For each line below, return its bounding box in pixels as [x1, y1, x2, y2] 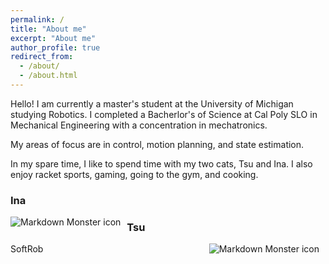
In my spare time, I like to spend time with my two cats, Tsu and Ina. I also [10, 157, 313, 170]
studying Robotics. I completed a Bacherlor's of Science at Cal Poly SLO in [10, 108, 318, 120]
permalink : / [10, 14, 65, 25]
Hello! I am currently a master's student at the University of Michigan [10, 97, 294, 110]
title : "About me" [10, 24, 87, 34]
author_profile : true [10, 42, 101, 53]
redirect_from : [10, 52, 74, 62]
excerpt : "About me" [10, 33, 97, 43]
